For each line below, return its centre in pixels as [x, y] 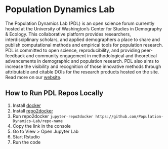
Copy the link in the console [41, 126]
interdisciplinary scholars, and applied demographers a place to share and [83, 40]
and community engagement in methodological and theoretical [91, 55]
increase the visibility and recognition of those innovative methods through [83, 66]
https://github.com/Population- [129, 117]
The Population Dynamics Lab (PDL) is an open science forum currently [80, 23]
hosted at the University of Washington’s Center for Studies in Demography [84, 28]
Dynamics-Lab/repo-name [38, 121]
